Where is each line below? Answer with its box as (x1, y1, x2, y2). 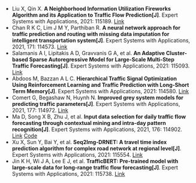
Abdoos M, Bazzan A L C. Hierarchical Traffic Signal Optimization (11, 75, 177, 82)
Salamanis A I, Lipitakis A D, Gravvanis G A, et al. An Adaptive (11, 50, 165, 56)
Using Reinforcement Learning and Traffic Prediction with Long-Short (11, 81, 189, 89)
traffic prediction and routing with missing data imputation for (11, 30, 170, 38)
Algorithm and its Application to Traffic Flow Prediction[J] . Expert (11, 11, 178, 19)
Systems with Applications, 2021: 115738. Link (11, 170, 125, 177)
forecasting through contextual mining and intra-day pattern (11, 120, 167, 126)
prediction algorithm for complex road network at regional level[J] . (11, 145, 182, 152)
